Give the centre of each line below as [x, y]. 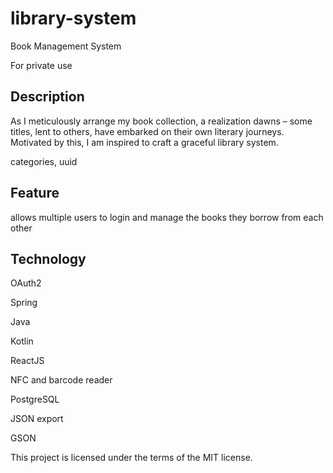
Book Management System [66, 46]
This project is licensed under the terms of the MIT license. [131, 458]
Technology [48, 258]
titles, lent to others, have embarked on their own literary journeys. [147, 131]
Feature [35, 193]
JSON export [37, 419]
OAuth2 [26, 283]
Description [47, 97]
